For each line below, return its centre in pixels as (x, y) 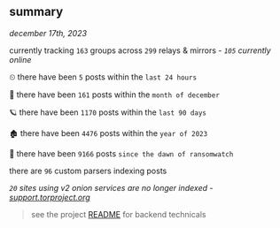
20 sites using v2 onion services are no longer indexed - (111, 187)
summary (36, 12)
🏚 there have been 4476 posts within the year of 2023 (109, 133)
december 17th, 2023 (48, 33)
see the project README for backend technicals (118, 214)
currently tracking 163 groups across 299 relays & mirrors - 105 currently (140, 50)
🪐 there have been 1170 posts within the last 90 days (108, 112)
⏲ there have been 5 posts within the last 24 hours (103, 77)
